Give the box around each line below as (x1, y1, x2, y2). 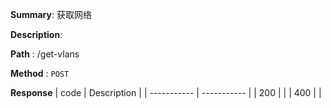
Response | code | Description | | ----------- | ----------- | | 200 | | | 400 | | (10, 87, 322, 98)
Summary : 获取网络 (10, 9, 92, 20)
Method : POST (10, 68, 70, 79)
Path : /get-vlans (10, 48, 80, 60)
